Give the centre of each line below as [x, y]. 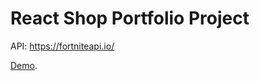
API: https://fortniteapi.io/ [62, 46]
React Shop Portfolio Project [130, 18]
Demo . [24, 65]
